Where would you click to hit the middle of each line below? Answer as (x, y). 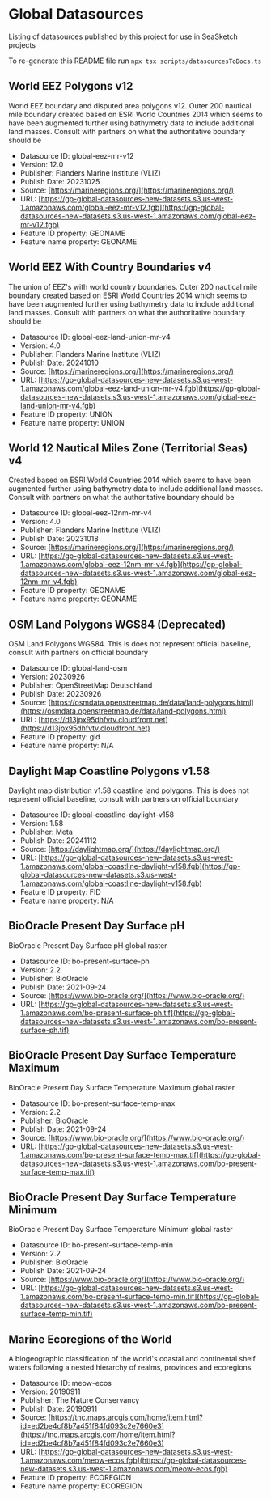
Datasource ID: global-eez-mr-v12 (77, 155)
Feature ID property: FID (60, 892)
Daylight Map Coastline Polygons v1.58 (109, 771)
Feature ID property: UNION (66, 414)
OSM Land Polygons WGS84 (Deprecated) (117, 624)
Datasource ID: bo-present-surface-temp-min (97, 1245)
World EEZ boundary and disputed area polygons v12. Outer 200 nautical (130, 105)
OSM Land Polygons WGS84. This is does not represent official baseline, (130, 644)
